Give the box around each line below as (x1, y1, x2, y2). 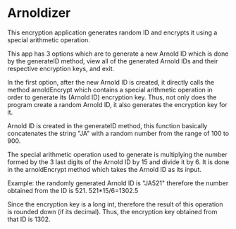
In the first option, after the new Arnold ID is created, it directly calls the (7, 78, 215, 86)
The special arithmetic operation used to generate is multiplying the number (7, 150, 228, 159)
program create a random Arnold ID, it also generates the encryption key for (7, 100, 228, 109)
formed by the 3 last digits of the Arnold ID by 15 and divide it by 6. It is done (7, 157, 230, 166)
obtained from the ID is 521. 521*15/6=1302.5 (7, 186, 139, 194)
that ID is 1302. (7, 215, 51, 223)
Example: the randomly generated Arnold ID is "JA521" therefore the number (7, 178, 229, 187)
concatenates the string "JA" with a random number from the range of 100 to (7, 129, 230, 137)
